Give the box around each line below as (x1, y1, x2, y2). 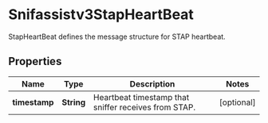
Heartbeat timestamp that (93, 91, 190, 102)
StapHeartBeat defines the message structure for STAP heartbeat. (8, 32, 226, 41)
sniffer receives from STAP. (93, 102, 196, 113)
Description (129, 78, 175, 89)
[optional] (219, 97, 256, 108)
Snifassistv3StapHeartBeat (8, 6, 194, 24)
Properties (8, 55, 62, 68)
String (61, 97, 86, 108)
